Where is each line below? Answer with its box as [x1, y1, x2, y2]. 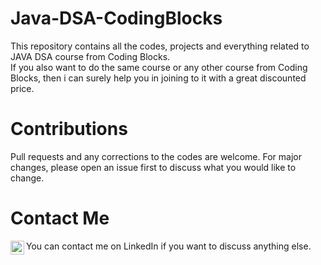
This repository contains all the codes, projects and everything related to [10, 40, 310, 52]
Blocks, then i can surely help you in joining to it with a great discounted [10, 72, 307, 84]
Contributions [10, 118, 128, 141]
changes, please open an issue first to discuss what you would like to [10, 161, 297, 173]
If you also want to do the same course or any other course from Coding [10, 61, 308, 73]
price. [10, 82, 35, 94]
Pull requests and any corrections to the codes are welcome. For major [10, 150, 302, 162]
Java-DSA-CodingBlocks [10, 7, 223, 30]
